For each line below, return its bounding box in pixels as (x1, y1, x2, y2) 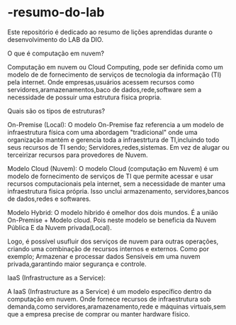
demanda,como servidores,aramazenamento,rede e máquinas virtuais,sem (7, 302, 226, 311)
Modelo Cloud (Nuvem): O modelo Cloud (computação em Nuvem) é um (7, 164, 219, 172)
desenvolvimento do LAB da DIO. (7, 35, 104, 43)
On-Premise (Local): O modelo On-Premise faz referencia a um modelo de (7, 120, 225, 128)
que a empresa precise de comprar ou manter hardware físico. (7, 309, 190, 318)
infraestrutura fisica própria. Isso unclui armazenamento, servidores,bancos (7, 187, 229, 195)
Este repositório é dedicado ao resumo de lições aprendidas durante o (7, 28, 213, 36)
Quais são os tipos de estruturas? (7, 106, 106, 115)
